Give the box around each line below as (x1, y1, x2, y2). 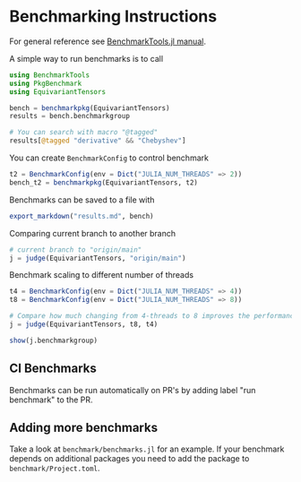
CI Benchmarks (9, 361, 97, 376)
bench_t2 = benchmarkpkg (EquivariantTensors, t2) (9, 177, 199, 187)
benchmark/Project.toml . (9, 463, 100, 474)
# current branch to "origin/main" (9, 245, 142, 254)
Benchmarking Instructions (9, 6, 218, 27)
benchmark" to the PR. (9, 394, 93, 405)
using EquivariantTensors (9, 87, 106, 96)
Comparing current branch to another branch (9, 228, 176, 238)
